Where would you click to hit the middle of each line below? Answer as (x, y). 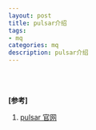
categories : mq (34, 45)
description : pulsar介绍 (48, 53)
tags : (17, 30)
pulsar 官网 (38, 117)
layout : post (30, 16)
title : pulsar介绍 (38, 23)
